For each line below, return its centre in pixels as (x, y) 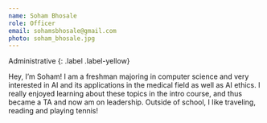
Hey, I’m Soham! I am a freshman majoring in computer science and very (129, 76)
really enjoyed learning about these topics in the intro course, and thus (125, 94)
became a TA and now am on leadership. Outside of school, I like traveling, (132, 102)
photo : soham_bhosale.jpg (51, 38)
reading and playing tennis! (53, 111)
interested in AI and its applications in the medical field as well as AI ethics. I (134, 85)
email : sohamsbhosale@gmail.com (62, 31)
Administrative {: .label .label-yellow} (69, 61)
